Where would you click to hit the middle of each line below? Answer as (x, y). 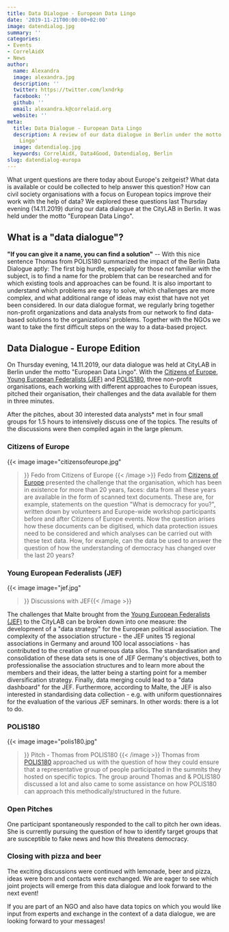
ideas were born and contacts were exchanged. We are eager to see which (113, 879)
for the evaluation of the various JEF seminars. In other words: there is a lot (113, 701)
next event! (23, 893)
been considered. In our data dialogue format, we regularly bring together (111, 305)
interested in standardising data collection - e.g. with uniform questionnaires (114, 694)
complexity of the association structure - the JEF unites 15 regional (101, 636)
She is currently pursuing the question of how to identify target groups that (112, 831)
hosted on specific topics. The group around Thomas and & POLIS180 (122, 777)
